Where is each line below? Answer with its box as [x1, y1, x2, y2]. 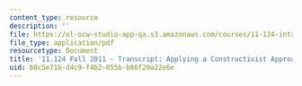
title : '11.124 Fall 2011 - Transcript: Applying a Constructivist [9, 55, 268, 64]
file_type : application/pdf [9, 38, 115, 47]
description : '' [9, 21, 70, 30]
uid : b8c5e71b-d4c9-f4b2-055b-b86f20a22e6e [9, 64, 175, 73]
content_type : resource [9, 13, 99, 22]
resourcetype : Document [9, 47, 99, 56]
